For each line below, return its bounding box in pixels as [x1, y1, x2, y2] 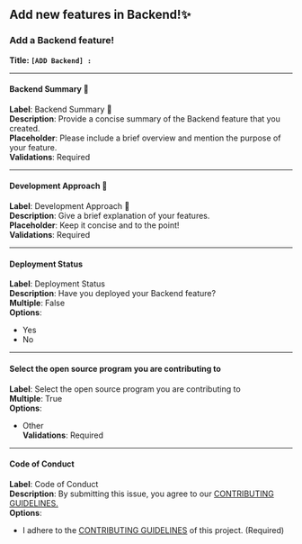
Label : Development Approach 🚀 [9, 201, 130, 212]
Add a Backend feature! [9, 34, 115, 47]
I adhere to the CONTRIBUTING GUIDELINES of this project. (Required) [22, 524, 285, 535]
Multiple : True [9, 393, 63, 403]
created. [9, 122, 40, 133]
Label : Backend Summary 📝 [9, 104, 112, 114]
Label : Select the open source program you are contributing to [9, 383, 241, 394]
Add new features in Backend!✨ [9, 7, 191, 23]
